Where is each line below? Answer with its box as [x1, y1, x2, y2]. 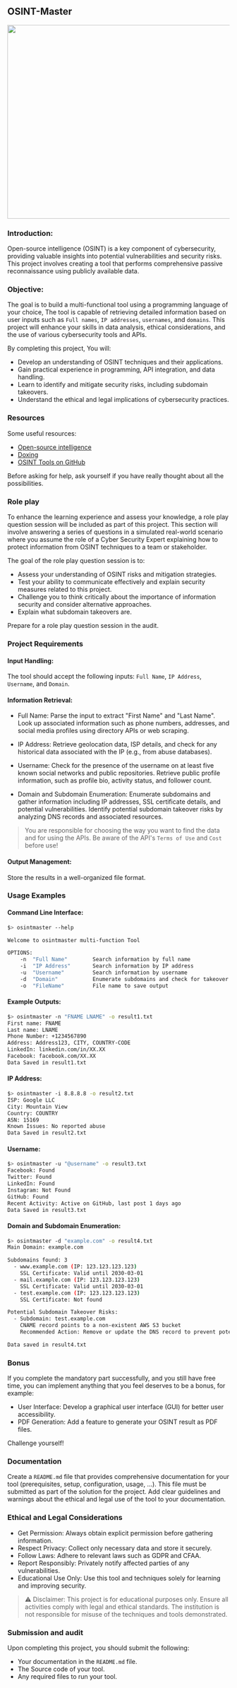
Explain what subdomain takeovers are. [17, 607, 132, 616]
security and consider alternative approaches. [17, 600, 152, 608]
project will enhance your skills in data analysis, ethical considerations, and [7, 323, 226, 331]
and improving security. [17, 1581, 87, 1590]
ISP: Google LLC [7, 1096, 55, 1104]
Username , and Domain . [7, 679, 70, 688]
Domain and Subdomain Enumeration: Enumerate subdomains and [17, 790, 211, 799]
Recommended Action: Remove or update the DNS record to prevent [20, 1329, 217, 1336]
